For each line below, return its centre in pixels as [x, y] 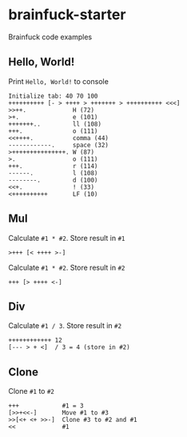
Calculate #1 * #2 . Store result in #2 [67, 267]
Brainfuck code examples [50, 37]
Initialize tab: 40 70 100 [53, 96]
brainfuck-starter [67, 15]
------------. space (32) [59, 145]
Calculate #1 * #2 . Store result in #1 [67, 238]
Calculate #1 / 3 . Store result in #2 [65, 326]
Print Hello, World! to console [59, 81]
